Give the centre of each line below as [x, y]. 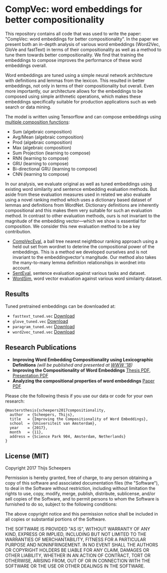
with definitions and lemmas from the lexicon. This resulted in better [75, 80]
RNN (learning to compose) [40, 158]
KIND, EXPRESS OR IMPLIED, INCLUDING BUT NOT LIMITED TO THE [76, 534]
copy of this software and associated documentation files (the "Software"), [82, 483]
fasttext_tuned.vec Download [43, 316]
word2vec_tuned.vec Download [43, 332]
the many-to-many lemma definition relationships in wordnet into [79, 262]
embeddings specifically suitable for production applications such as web [81, 101]
